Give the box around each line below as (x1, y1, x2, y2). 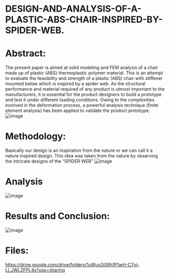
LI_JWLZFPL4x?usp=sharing (5, 267, 65, 273)
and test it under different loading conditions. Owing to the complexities (5, 97, 155, 103)
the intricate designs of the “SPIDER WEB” (5, 158, 94, 165)
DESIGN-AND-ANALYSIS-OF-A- (5, 3, 142, 15)
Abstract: (5, 48, 46, 59)
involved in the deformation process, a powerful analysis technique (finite (5, 102, 158, 108)
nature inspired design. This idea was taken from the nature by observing (5, 153, 158, 159)
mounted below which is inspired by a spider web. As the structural (5, 81, 146, 87)
